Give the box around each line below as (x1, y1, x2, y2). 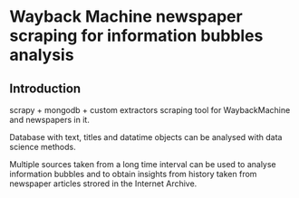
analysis (9, 45, 74, 65)
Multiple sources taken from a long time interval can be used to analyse (9, 159, 276, 169)
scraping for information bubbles (9, 25, 264, 46)
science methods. (9, 142, 76, 152)
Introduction (9, 80, 82, 96)
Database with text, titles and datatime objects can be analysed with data (9, 132, 283, 142)
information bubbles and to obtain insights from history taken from (9, 169, 257, 179)
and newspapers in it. (9, 115, 91, 125)
